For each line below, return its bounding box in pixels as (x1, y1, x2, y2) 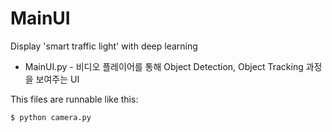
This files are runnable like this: (10, 93, 139, 105)
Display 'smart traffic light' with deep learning (10, 40, 198, 52)
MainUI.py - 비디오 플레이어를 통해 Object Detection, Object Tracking (24, 60, 304, 72)
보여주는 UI (35, 73, 80, 85)
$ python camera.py (10, 112, 92, 122)
